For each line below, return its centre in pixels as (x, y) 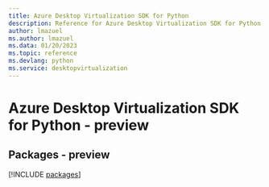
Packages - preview (59, 155)
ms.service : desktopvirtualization (68, 69)
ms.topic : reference (43, 53)
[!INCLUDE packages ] (45, 174)
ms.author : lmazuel (41, 38)
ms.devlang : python (41, 61)
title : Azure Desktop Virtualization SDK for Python (99, 16)
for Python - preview (79, 125)
